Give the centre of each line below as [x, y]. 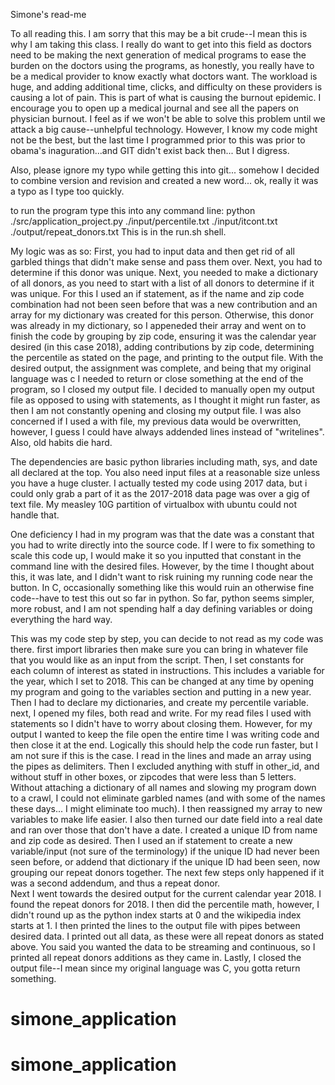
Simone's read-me [48, 14]
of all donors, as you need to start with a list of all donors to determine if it [162, 283]
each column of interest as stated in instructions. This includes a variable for [167, 670]
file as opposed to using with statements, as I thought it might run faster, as [165, 400]
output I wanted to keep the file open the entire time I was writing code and [165, 734]
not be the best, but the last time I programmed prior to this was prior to [158, 140]
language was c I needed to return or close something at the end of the [157, 378]
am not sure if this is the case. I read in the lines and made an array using [161, 755]
